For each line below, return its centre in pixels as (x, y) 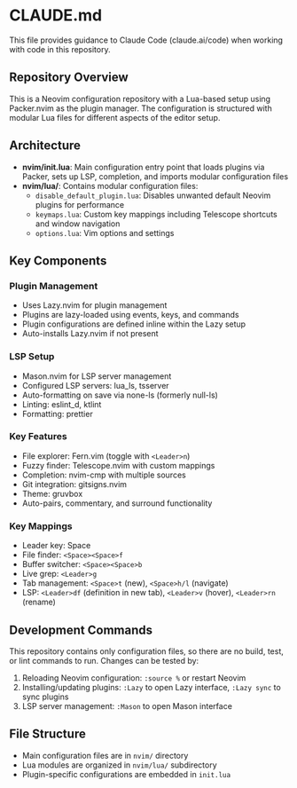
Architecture (45, 146)
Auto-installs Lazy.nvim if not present (90, 334)
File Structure (47, 734)
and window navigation (78, 224)
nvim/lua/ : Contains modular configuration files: (110, 185)
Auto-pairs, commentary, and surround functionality (117, 503)
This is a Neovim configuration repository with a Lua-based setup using (140, 98)
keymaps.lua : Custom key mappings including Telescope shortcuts (156, 214)
